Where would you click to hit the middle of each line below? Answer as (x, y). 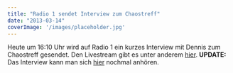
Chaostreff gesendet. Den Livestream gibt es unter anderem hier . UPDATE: (117, 55)
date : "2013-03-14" (36, 21)
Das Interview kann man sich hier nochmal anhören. (83, 62)
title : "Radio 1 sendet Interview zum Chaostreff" (84, 14)
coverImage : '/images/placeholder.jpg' (66, 27)
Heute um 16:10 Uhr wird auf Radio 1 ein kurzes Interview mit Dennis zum (114, 47)
